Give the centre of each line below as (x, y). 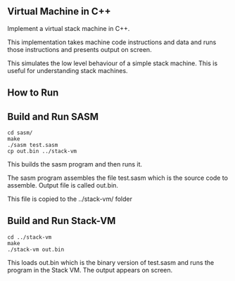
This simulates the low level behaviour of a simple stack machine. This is (113, 63)
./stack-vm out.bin (36, 249)
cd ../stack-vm (30, 237)
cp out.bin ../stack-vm (42, 151)
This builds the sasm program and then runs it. (75, 164)
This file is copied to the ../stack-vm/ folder (70, 199)
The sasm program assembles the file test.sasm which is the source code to (118, 178)
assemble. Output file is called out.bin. (63, 185)
